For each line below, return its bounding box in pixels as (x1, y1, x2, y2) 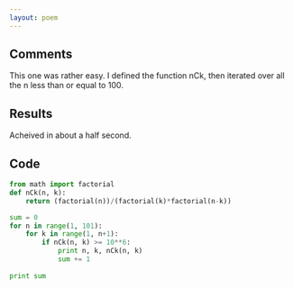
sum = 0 (9, 212, 39, 221)
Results (9, 105, 53, 122)
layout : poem (9, 13, 59, 23)
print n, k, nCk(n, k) (57, 247, 143, 256)
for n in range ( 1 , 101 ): (9, 221, 103, 230)
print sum (9, 271, 47, 280)
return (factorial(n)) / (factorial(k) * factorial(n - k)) (25, 196, 232, 205)
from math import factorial (9, 180, 115, 189)
